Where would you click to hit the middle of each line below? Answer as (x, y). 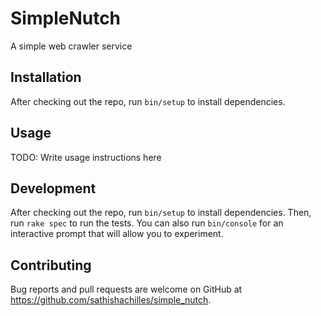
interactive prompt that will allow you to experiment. (117, 234)
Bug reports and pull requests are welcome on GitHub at (126, 289)
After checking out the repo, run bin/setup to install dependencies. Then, (161, 213)
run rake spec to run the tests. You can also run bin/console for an (147, 223)
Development (53, 188)
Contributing (51, 265)
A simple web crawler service (71, 46)
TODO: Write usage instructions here (86, 157)
